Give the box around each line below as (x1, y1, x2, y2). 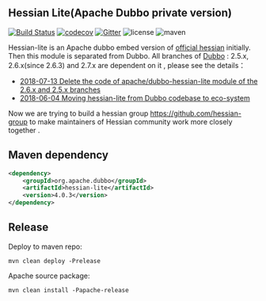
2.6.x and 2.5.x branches (19, 85, 101, 94)
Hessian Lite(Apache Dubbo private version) (8, 6, 232, 20)
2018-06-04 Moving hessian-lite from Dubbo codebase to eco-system (19, 93, 251, 102)
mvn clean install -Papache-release (8, 286, 129, 294)
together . (8, 125, 40, 135)
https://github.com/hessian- (150, 109, 241, 118)
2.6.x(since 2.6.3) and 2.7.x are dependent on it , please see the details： (8, 60, 246, 70)
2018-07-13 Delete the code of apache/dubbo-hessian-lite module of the (19, 76, 258, 86)
